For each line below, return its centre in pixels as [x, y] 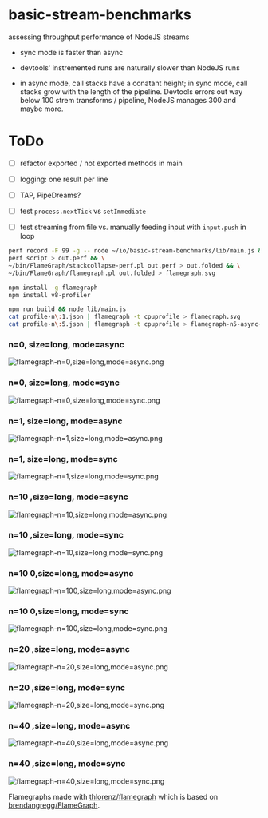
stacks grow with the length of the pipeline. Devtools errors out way [131, 91]
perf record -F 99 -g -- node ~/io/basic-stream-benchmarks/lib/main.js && [137, 251]
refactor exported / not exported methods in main [101, 163]
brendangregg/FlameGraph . [54, 805]
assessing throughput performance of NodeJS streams [99, 37]
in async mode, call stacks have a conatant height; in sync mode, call [134, 83]
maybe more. [41, 109]
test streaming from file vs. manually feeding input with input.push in [133, 227]
